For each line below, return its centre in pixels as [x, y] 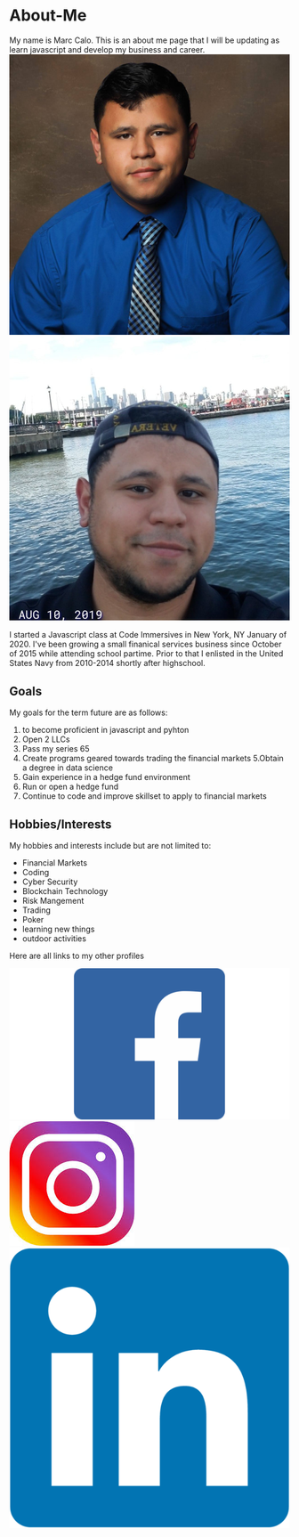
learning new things [58, 929]
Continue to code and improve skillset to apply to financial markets [144, 796]
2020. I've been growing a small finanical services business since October [145, 644]
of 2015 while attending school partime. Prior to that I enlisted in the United [146, 654]
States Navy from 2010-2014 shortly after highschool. [108, 663]
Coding [36, 873]
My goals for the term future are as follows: [89, 712]
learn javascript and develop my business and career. [107, 49]
